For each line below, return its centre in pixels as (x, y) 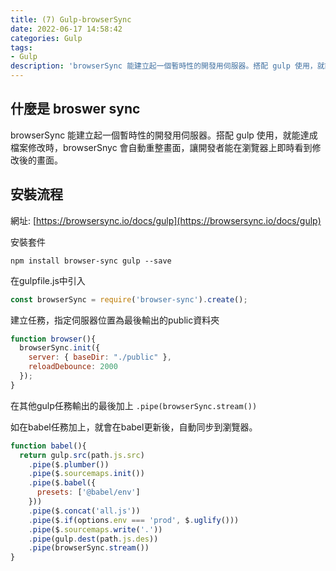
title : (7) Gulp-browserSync (71, 19)
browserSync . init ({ (60, 348)
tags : (21, 47)
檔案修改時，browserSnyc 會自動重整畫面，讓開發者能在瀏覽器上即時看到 (161, 147)
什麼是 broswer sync (75, 109)
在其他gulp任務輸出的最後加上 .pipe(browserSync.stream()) (134, 405)
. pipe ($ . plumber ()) (69, 464)
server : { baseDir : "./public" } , (100, 357)
